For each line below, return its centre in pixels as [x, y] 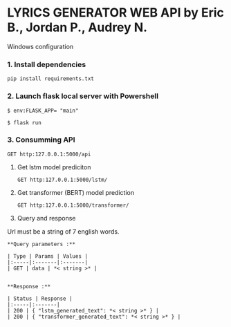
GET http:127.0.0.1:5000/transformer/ [73, 205]
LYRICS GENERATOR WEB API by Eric [116, 13]
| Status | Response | [40, 299]
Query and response [46, 218]
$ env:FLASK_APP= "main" [43, 111]
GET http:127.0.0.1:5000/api [49, 154]
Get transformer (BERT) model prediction [76, 192]
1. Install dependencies [47, 64]
